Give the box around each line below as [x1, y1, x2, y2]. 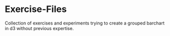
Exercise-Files [5, 3, 67, 15]
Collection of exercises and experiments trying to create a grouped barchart [5, 20, 165, 26]
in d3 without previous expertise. [5, 25, 74, 31]
